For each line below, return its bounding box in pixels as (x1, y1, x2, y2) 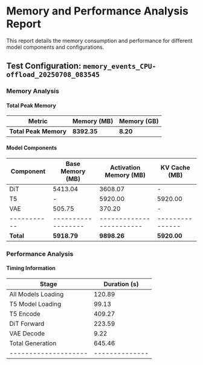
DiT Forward (9, 319, 45, 328)
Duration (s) (103, 279, 139, 288)
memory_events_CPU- (83, 62, 156, 71)
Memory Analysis (6, 87, 59, 95)
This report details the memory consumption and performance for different (6, 37, 193, 44)
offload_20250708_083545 (6, 71, 100, 79)
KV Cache (160, 163, 190, 171)
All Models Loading (9, 290, 64, 298)
